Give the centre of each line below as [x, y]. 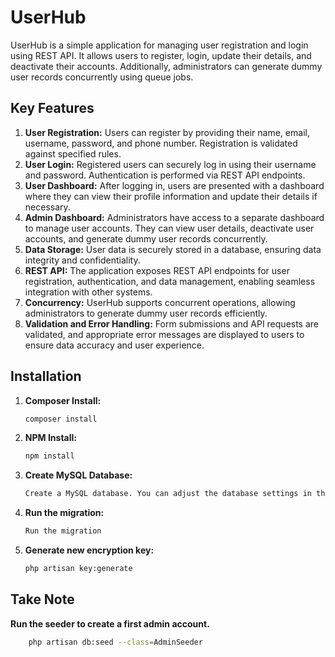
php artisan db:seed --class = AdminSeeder [115, 642]
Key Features [52, 108]
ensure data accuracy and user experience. [114, 345]
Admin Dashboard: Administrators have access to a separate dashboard [174, 217]
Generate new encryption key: [89, 550]
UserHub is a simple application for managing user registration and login [159, 45]
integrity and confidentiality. [82, 260]
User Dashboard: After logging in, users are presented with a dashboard [174, 185]
